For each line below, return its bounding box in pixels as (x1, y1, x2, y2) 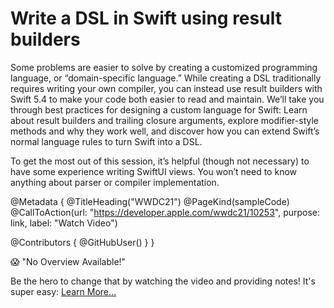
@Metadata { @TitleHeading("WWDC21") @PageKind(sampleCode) (10, 195, 290, 207)
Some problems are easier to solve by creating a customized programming (10, 61, 318, 73)
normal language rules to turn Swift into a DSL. (10, 135, 203, 147)
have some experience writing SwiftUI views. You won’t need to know (10, 165, 298, 177)
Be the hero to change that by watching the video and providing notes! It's (10, 275, 316, 287)
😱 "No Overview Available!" (10, 255, 127, 267)
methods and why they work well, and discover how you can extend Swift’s (10, 125, 320, 137)
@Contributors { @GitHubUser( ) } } (10, 236, 155, 248)
